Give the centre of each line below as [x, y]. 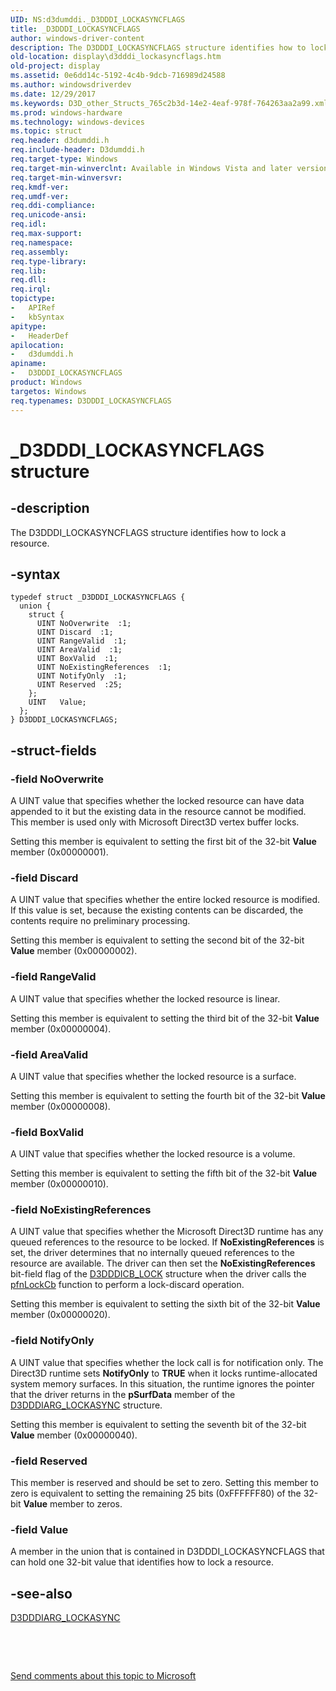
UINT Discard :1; [75, 632]
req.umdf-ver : [40, 196]
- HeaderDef [40, 336]
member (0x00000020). [60, 1315]
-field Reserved [49, 1461]
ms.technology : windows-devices [77, 122]
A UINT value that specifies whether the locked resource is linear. [145, 998]
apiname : [28, 364]
